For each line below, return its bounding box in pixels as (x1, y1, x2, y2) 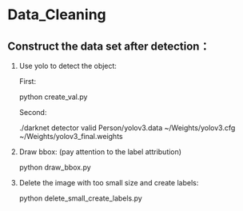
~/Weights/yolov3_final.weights (18, 132, 123, 141)
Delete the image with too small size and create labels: (18, 178, 199, 187)
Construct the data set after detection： (7, 39, 210, 53)
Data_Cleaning (7, 6, 106, 24)
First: (18, 77, 37, 86)
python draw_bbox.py (18, 162, 91, 172)
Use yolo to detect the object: (18, 62, 118, 70)
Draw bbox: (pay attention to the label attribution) (18, 147, 181, 157)
